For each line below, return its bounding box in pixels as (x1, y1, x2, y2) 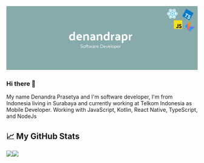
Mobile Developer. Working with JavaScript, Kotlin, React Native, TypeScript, (6, 106, 198, 114)
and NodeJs (6, 113, 37, 120)
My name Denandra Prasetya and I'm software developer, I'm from (6, 93, 173, 100)
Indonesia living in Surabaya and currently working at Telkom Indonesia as (6, 100, 192, 107)
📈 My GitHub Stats (6, 131, 80, 141)
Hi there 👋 (6, 79, 36, 88)
